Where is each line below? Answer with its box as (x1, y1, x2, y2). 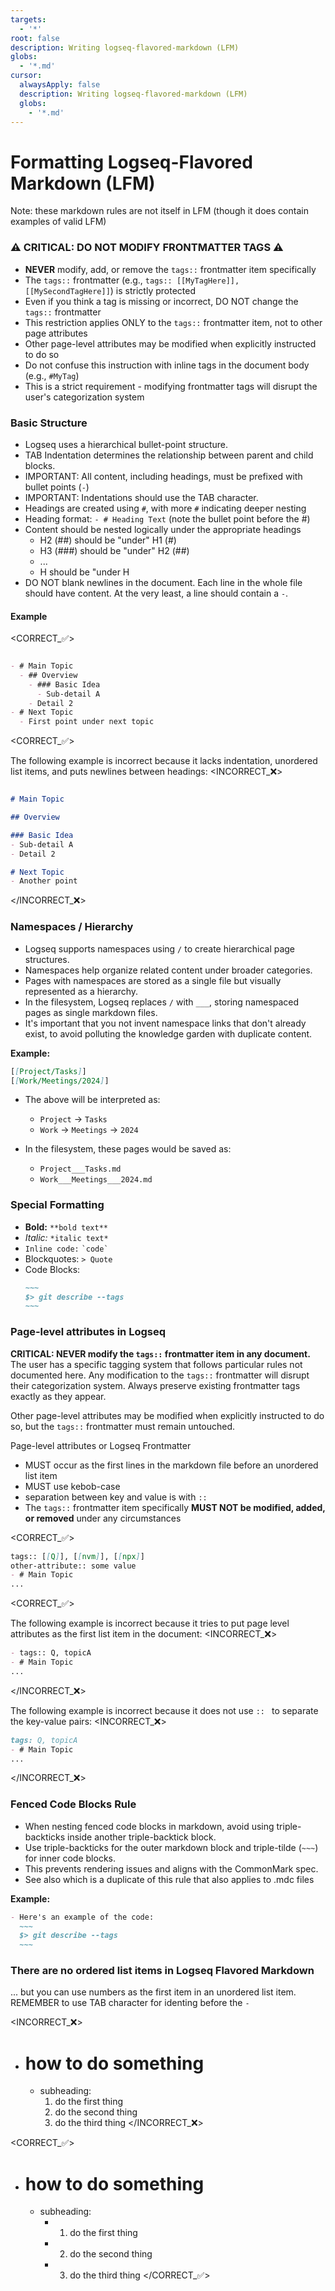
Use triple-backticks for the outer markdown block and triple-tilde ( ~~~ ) (24, 1841, 319, 1853)
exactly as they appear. (10, 1390, 107, 1402)
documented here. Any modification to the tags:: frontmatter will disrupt (10, 1369, 310, 1381)
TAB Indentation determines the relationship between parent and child (24, 449, 314, 461)
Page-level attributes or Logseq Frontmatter (10, 1439, 192, 1451)
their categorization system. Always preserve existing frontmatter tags (10, 1379, 301, 1391)
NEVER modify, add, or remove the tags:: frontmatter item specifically (24, 263, 317, 275)
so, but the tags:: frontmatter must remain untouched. (10, 1420, 236, 1432)
